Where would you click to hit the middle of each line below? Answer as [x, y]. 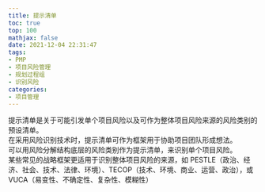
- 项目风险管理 [30, 67]
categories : [28, 89]
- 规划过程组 [26, 75]
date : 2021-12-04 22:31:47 [53, 45]
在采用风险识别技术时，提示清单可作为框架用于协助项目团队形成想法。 [123, 140]
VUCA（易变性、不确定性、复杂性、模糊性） [80, 180]
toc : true [25, 23]
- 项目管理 [24, 97]
